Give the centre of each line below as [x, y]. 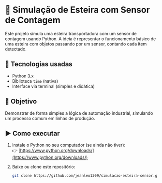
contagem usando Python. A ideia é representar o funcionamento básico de [81, 39]
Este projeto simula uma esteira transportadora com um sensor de [71, 33]
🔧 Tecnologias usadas [39, 64]
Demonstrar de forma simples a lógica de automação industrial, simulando [79, 113]
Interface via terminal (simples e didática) [53, 86]
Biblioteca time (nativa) [35, 81]
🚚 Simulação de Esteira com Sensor [77, 10]
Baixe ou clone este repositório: [44, 167]
